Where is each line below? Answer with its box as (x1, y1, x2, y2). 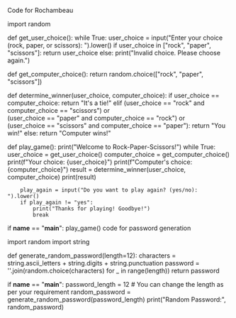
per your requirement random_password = (7, 287, 131, 296)
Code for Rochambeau (7, 6, 74, 14)
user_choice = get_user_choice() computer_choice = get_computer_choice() (7, 150, 230, 158)
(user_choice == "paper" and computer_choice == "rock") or (7, 114, 186, 122)
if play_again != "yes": (20, 199, 94, 206)
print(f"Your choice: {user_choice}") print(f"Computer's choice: (7, 158, 193, 166)
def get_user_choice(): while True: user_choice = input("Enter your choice (7, 33, 223, 42)
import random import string (7, 238, 90, 246)
